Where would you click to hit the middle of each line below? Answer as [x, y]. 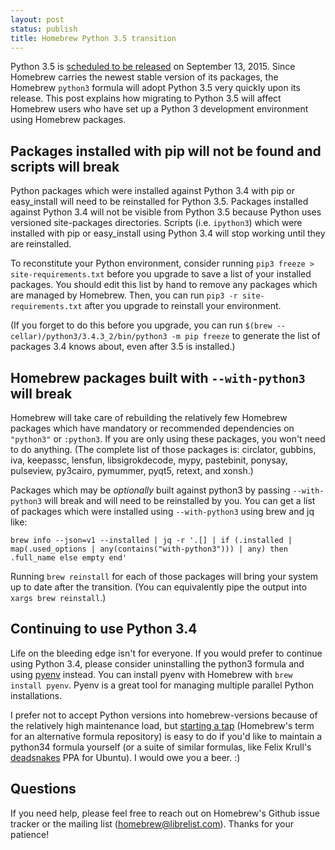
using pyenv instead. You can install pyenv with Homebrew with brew [151, 674]
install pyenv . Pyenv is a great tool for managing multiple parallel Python [162, 685]
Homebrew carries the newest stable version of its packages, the [144, 77]
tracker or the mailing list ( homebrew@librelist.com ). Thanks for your [152, 823]
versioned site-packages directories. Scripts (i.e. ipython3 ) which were [156, 223]
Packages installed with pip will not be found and [166, 151]
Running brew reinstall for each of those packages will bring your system [164, 576]
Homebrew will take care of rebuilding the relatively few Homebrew [149, 417]
